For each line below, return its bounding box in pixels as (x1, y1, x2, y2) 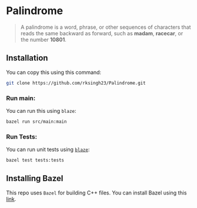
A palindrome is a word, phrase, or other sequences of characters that (20, 24, 191, 31)
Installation (6, 53, 48, 63)
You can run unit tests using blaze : (6, 146, 90, 153)
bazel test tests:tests (6, 157, 65, 163)
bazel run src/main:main (6, 119, 67, 125)
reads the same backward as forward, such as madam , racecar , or (20, 29, 183, 36)
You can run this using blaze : (6, 107, 76, 114)
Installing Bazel (6, 173, 64, 183)
